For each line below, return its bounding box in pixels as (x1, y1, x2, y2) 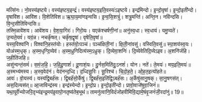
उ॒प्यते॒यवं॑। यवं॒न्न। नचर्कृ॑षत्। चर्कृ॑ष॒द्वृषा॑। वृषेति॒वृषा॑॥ (6, 34, 103, 41)
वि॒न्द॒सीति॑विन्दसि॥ (6, 20, 41, 27)
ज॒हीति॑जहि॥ (6, 54, 30, 61)
